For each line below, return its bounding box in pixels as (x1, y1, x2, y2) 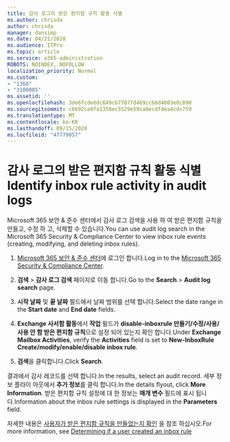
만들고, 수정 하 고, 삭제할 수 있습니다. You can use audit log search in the (7, 224, 205, 233)
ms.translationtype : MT (7, 112, 76, 119)
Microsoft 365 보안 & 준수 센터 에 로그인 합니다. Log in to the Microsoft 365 (16, 254, 222, 262)
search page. (16, 283, 56, 292)
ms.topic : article (7, 49, 60, 56)
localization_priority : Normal (7, 67, 97, 74)
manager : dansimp (7, 29, 57, 36)
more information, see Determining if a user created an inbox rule (7, 427, 192, 436)
